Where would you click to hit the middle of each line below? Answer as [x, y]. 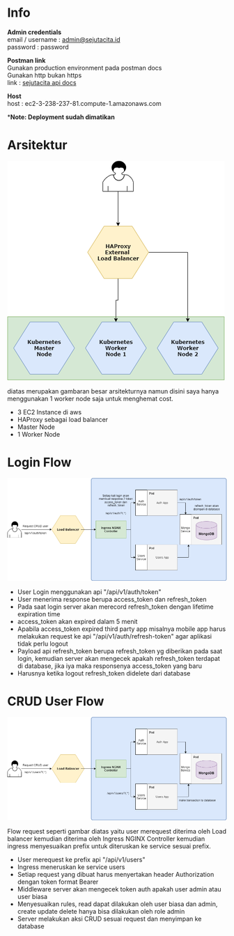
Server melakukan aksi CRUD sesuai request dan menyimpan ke [109, 919]
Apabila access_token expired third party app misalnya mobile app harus [122, 629]
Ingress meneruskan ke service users [71, 867]
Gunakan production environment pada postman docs [85, 68]
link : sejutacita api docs [42, 82]
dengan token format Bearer [58, 882]
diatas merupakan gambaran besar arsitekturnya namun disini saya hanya [113, 391]
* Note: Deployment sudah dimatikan [61, 117]
